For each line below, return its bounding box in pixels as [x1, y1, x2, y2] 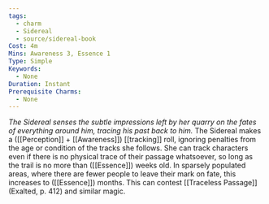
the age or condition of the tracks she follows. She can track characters [8, 143, 249, 153]
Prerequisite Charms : [8, 87, 82, 96]
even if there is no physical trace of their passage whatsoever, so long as [8, 152, 254, 162]
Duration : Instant [8, 80, 71, 88]
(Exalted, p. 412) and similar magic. [8, 186, 126, 196]
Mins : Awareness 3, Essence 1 [8, 50, 111, 58]
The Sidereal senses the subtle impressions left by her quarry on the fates [8, 117, 257, 127]
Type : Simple [8, 58, 53, 66]
